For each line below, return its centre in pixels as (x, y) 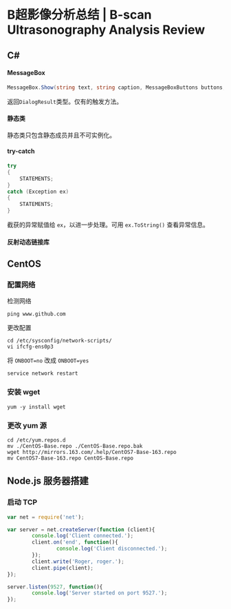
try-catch (21, 151)
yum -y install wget (37, 407)
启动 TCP (22, 502)
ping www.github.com (37, 314)
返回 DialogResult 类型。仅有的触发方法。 (65, 101)
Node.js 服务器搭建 (48, 481)
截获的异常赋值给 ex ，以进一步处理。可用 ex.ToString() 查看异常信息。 (108, 225)
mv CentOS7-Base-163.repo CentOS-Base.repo (70, 458)
